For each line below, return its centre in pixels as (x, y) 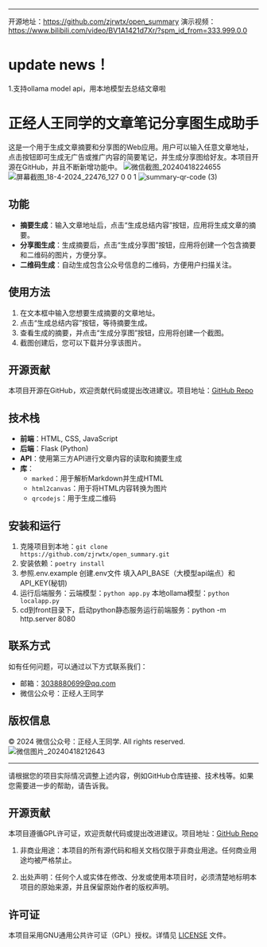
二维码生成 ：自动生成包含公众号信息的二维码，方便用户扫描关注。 (128, 265)
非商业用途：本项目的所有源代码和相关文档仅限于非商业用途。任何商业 (135, 850)
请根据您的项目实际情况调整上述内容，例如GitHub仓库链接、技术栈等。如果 (131, 775)
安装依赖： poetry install (62, 563)
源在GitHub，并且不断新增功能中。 (65, 167)
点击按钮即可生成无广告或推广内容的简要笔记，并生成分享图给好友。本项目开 (133, 157)
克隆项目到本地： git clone (64, 546)
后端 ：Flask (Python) (54, 449)
